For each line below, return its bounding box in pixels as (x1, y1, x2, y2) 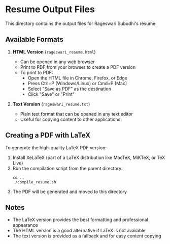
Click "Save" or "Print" (27, 91, 75, 97)
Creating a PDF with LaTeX (5, 131, 91, 140)
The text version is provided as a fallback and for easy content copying (12, 233, 161, 239)
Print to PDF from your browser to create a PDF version (20, 64, 136, 70)
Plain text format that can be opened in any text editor (20, 111, 133, 117)
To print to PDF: (20, 69, 53, 75)
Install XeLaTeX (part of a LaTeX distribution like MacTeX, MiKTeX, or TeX (12, 154, 165, 160)
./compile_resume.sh (12, 179, 56, 184)
